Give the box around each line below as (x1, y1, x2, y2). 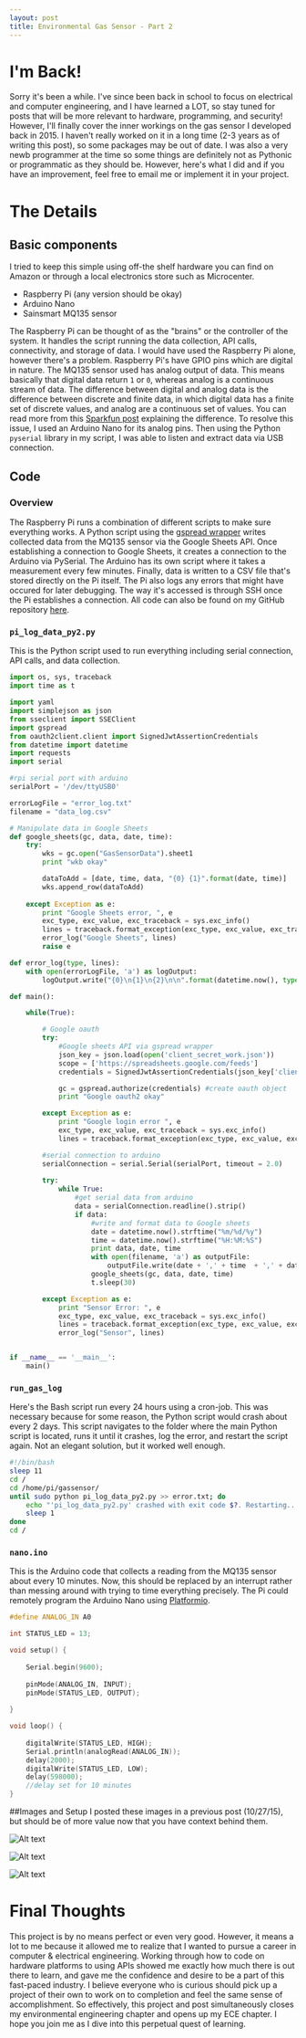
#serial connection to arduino (42, 1150, 161, 1160)
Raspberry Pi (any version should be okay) (22, 289, 183, 299)
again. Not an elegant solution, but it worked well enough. (9, 1440, 226, 1452)
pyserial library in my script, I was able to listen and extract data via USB (9, 433, 284, 444)
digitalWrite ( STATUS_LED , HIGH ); (25, 1739, 153, 1748)
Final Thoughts (9, 1901, 126, 1922)
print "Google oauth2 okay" (57, 1092, 166, 1101)
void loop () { (9, 1722, 64, 1731)
